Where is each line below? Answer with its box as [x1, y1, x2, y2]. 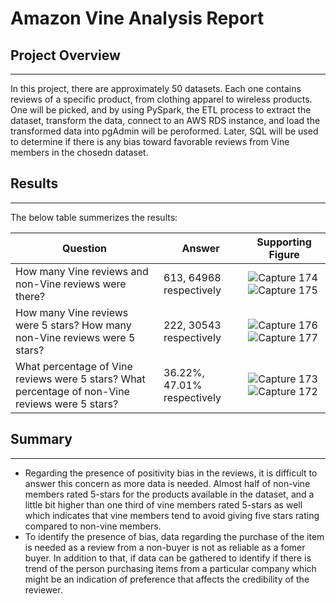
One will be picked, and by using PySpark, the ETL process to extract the [10, 104, 312, 116]
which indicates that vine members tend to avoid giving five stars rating [24, 509, 320, 521]
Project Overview [10, 47, 121, 64]
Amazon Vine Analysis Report [10, 7, 265, 30]
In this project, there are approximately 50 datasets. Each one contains [10, 83, 302, 94]
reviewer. [24, 583, 63, 596]
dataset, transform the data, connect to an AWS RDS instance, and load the [10, 115, 321, 126]
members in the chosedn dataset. [10, 147, 149, 158]
